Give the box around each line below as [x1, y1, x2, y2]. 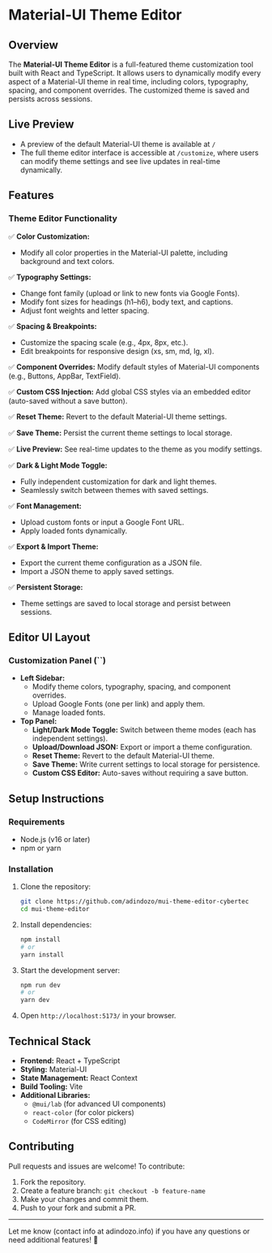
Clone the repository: [19, 882, 91, 892]
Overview [8, 38, 59, 52]
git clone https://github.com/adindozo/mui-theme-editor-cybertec [19, 897, 249, 906]
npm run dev [19, 981, 61, 989]
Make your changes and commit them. [19, 1194, 149, 1203]
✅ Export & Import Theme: [8, 542, 99, 551]
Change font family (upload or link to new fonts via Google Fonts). [19, 288, 240, 298]
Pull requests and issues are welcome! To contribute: [8, 1161, 185, 1171]
